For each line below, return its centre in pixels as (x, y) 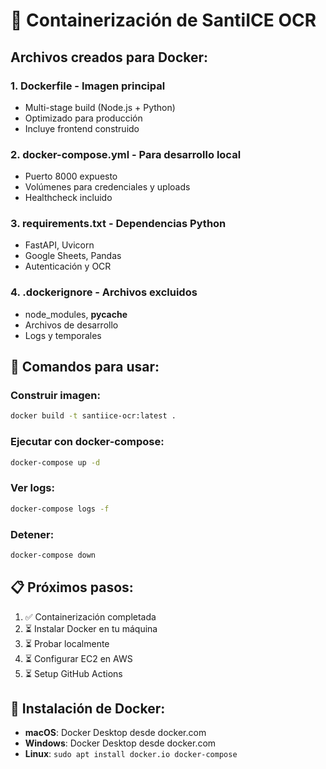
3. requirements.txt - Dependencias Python (118, 224)
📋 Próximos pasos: (72, 587)
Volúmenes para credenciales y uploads (107, 187)
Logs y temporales (63, 335)
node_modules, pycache (76, 314)
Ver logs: (32, 488)
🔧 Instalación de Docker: (88, 709)
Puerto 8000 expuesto (71, 176)
